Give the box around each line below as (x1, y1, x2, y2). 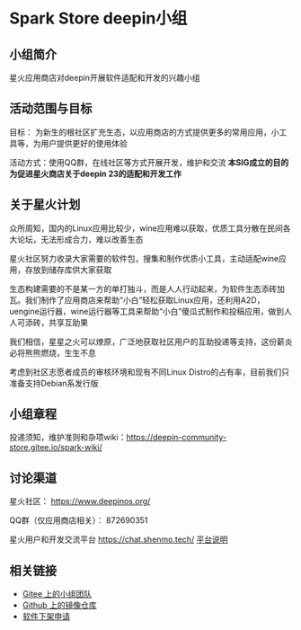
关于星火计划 (9, 197, 81, 212)
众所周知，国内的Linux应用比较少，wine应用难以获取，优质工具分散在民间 (9, 222, 283, 234)
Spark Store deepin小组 (9, 8, 188, 29)
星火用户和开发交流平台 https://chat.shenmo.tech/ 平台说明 (9, 534, 228, 545)
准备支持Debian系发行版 (9, 377, 99, 388)
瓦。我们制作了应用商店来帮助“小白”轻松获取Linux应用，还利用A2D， (9, 294, 265, 306)
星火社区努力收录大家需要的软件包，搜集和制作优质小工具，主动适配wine (9, 253, 279, 263)
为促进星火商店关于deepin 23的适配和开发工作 (9, 168, 182, 179)
